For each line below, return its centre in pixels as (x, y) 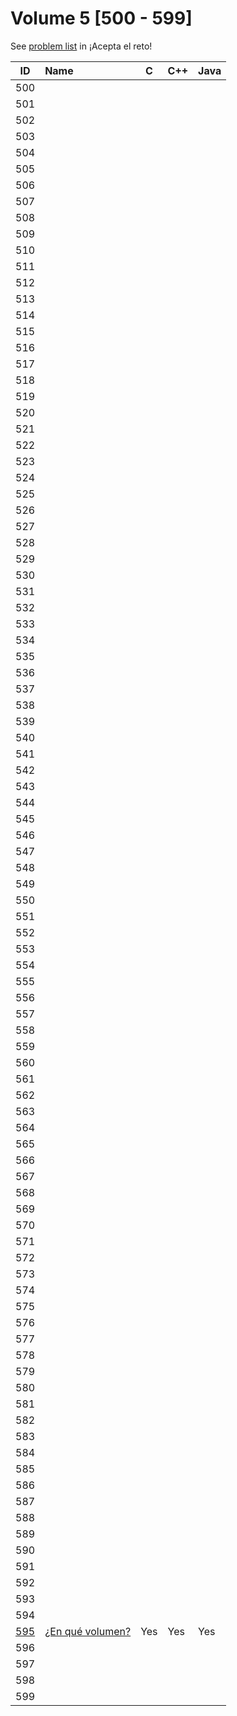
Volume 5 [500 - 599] (101, 18)
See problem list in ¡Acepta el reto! (81, 46)
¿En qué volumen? (88, 1631)
